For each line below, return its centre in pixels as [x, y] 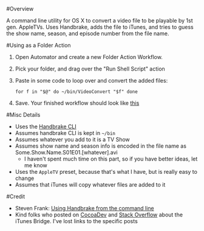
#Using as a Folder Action [39, 45]
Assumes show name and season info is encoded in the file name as [101, 146]
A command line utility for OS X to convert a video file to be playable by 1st [100, 20]
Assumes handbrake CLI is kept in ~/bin [65, 133]
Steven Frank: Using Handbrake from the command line [84, 208]
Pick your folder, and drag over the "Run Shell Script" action [90, 69]
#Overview [20, 9]
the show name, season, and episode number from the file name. [88, 33]
